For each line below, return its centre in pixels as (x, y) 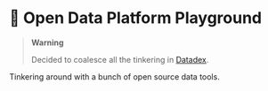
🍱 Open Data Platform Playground (136, 18)
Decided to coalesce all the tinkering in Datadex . (120, 59)
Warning (47, 42)
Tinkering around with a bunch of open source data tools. (114, 76)
